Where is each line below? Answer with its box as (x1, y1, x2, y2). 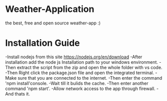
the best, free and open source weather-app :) (5, 20, 101, 26)
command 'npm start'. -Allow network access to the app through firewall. (5, 86, 156, 92)
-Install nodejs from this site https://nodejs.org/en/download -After (5, 54, 142, 60)
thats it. (14, 91, 30, 97)
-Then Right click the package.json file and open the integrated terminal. (5, 70, 154, 76)
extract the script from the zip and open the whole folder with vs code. (16, 64, 162, 70)
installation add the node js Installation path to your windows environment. (5, 59, 158, 65)
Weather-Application (5, 3, 94, 15)
